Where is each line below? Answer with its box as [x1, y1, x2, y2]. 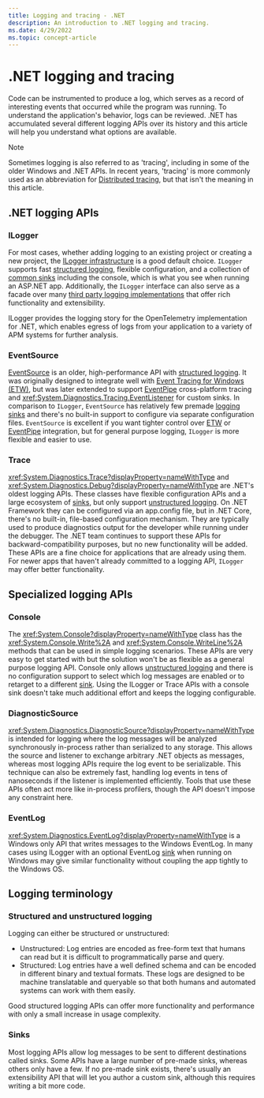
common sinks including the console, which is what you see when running [8, 273, 250, 282]
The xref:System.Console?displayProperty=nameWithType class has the [8, 630, 243, 639]
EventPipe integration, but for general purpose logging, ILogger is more [8, 427, 240, 436]
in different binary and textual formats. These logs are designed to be [19, 969, 246, 979]
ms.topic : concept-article [8, 33, 97, 42]
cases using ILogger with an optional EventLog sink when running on [8, 847, 232, 857]
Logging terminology [8, 887, 113, 901]
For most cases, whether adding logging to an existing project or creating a [8, 247, 252, 257]
